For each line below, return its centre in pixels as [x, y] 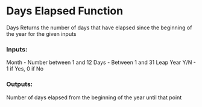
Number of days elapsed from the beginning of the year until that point [94, 97]
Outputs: [20, 84]
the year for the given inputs [41, 33]
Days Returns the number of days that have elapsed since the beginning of [99, 27]
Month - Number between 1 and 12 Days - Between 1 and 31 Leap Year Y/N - [101, 62]
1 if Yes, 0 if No [25, 69]
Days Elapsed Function [65, 11]
